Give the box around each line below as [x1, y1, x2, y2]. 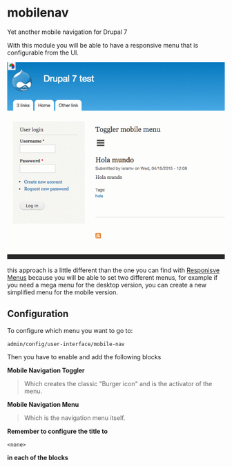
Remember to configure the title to [7, 427, 108, 435]
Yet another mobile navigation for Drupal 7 [7, 28, 128, 36]
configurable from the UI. [7, 48, 79, 57]
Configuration [7, 308, 69, 320]
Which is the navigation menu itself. [23, 413, 126, 422]
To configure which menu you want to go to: [7, 326, 133, 334]
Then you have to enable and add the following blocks [7, 352, 162, 361]
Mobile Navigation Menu [7, 400, 79, 408]
